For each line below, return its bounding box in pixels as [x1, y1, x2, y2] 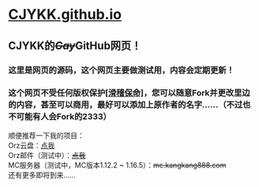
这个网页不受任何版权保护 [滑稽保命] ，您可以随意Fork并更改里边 [8, 88, 250, 99]
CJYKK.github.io [8, 6, 122, 24]
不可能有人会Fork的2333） [8, 111, 112, 122]
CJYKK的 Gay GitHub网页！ [8, 39, 142, 52]
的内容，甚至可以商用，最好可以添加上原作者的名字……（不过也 [8, 99, 251, 110]
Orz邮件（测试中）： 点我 [8, 150, 86, 159]
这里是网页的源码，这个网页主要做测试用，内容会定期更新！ [8, 65, 235, 76]
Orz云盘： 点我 [8, 140, 55, 150]
